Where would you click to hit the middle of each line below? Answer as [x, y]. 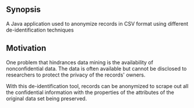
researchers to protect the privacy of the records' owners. [76, 75]
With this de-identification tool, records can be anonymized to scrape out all [97, 86]
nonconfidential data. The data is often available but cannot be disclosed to [96, 68]
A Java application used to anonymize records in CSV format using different [97, 23]
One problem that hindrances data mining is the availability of [80, 62]
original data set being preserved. [47, 98]
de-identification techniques [40, 30]
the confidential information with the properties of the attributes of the [90, 92]
